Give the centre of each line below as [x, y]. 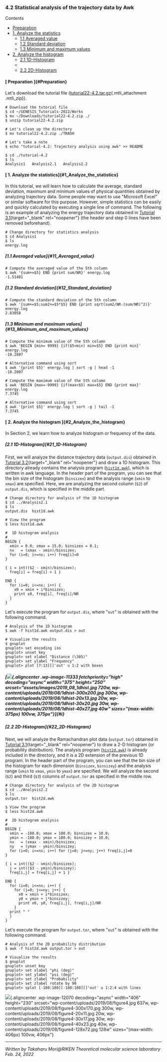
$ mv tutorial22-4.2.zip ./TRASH [40, 133]
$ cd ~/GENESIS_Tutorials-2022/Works [44, 112]
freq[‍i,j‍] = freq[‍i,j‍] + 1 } [40, 873]
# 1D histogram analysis [32, 533]
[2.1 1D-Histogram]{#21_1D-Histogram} [46, 444]
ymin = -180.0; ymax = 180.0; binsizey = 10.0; [60, 838]
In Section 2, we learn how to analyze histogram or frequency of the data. [81, 433]
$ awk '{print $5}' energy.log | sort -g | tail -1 [60, 407]
